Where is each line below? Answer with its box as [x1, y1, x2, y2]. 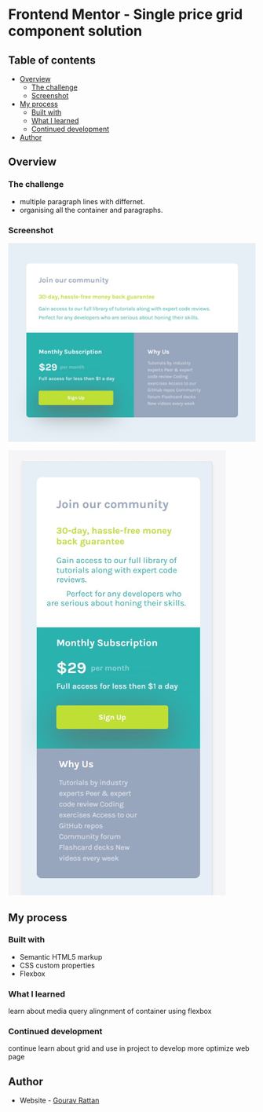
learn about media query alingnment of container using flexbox [8, 1007, 212, 1016]
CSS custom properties [19, 960, 96, 970]
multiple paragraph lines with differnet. [19, 196, 145, 206]
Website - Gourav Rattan [19, 1096, 100, 1105]
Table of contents [8, 53, 96, 67]
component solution [8, 22, 143, 40]
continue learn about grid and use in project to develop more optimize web [8, 1044, 250, 1053]
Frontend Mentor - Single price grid [8, 5, 243, 24]
